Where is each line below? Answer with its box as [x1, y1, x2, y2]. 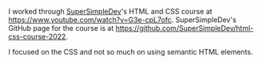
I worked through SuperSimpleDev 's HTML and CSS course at [8, 7, 213, 16]
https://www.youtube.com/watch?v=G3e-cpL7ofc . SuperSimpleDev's [8, 15, 237, 24]
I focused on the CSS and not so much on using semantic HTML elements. [8, 47, 253, 56]
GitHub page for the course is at [8, 24, 114, 32]
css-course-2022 [8, 32, 66, 41]
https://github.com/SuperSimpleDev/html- [115, 24, 254, 32]
